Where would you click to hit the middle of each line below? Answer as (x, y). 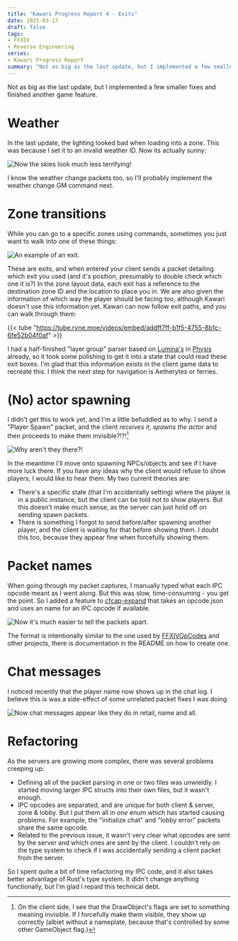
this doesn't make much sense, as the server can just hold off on (112, 507)
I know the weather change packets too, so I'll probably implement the (110, 177)
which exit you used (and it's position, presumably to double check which (114, 276)
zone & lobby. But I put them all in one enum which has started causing (121, 812)
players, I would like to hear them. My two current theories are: (99, 479)
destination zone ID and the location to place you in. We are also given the (115, 291)
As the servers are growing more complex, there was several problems (110, 761)
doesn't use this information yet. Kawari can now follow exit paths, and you (117, 306)
